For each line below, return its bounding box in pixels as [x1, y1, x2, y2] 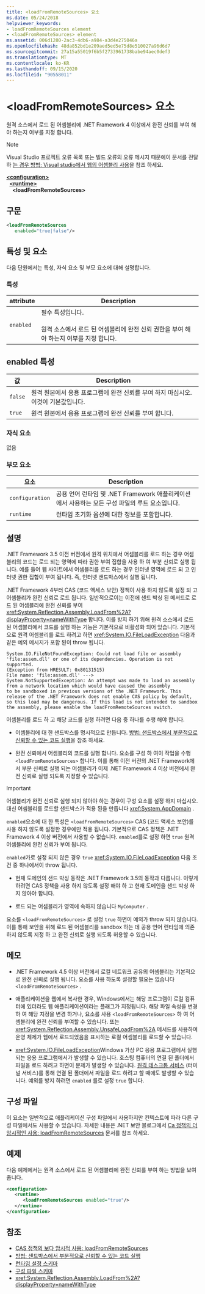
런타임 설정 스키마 [15, 1260, 58, 1267]
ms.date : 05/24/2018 [6, 15, 59, 21]
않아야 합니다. [21, 890, 55, 897]
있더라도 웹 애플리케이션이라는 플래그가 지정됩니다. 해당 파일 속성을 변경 [26, 1002, 198, 1010]
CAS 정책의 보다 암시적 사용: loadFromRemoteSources [15, 1244, 148, 1252]
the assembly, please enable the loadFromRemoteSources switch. [6, 704, 173, 711]
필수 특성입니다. [41, 308, 84, 317]
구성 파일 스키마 [15, 1267, 53, 1274]
